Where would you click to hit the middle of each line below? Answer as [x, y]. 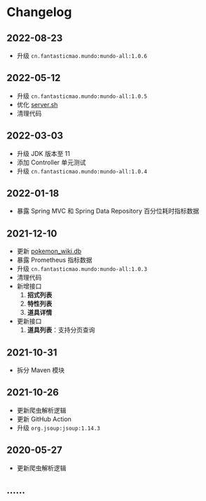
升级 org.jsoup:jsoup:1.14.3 [59, 428]
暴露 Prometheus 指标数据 [54, 260]
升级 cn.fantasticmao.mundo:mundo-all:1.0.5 [82, 96]
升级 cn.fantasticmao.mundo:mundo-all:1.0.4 [82, 171]
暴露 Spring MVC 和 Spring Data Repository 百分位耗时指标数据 [108, 211]
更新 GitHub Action [44, 419]
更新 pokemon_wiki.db [49, 251]
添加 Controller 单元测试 [51, 162]
